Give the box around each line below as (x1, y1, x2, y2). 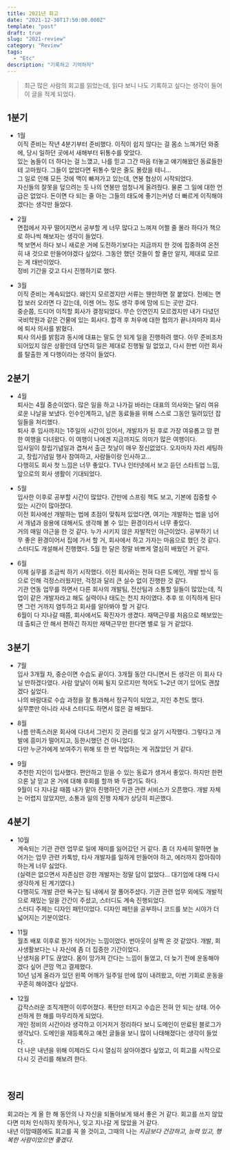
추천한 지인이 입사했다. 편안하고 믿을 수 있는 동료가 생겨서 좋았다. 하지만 (17, 768, 210, 776)
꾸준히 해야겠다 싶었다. (17, 980, 79, 988)
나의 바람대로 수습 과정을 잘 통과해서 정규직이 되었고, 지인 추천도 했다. (17, 696, 205, 704)
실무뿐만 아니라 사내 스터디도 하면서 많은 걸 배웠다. (17, 705, 154, 713)
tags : (7, 49, 23, 56)
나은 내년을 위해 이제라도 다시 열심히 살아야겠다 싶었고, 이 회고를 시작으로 (24, 1046, 222, 1054)
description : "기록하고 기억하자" (7, 61, 95, 68)
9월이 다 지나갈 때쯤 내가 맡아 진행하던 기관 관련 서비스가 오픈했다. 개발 (17, 785, 209, 794)
